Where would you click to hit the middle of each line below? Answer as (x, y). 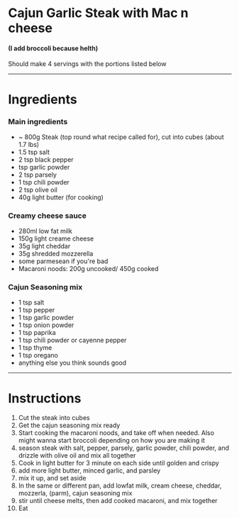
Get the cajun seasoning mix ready (69, 425)
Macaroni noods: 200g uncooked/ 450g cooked (88, 269)
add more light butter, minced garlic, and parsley (89, 470)
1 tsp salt (31, 302)
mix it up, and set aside (52, 478)
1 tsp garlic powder (46, 318)
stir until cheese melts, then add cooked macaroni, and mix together (118, 501)
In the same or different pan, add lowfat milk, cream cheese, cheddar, (120, 486)
